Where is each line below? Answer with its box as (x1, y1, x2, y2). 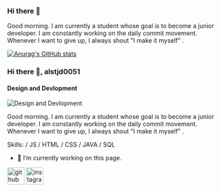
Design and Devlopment (7, 84, 78, 92)
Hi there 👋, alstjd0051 (7, 67, 81, 76)
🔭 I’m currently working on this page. (17, 154, 122, 162)
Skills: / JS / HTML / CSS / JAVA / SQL (7, 140, 116, 149)
